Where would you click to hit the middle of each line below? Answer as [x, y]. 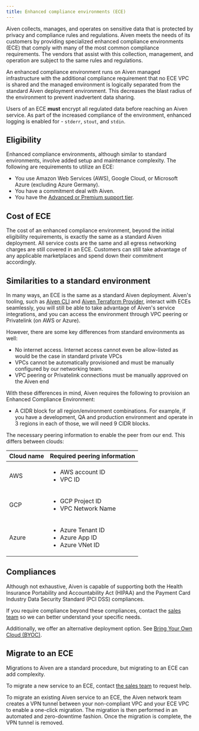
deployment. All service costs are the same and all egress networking [91, 243]
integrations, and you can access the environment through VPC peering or [97, 314]
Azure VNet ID [80, 545]
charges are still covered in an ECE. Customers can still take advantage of [97, 249]
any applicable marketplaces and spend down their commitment [85, 256]
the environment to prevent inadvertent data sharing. [71, 97]
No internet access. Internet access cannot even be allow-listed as [97, 350]
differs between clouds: [35, 442]
